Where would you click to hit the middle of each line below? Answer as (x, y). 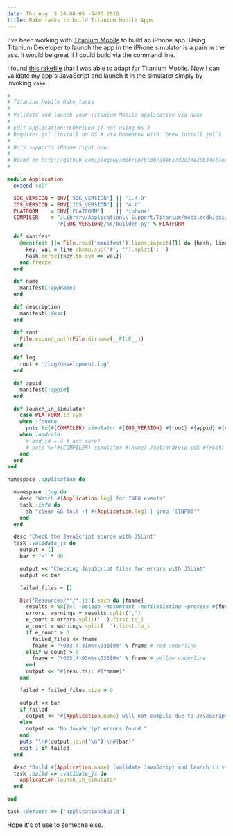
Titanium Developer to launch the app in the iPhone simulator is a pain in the (116, 47)
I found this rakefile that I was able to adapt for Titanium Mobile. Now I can (113, 68)
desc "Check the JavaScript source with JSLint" (85, 537)
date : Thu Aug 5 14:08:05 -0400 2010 (63, 14)
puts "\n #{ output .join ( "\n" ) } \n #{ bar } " (77, 741)
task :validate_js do (45, 543)
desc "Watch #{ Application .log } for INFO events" (93, 498)
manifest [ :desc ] (43, 313)
